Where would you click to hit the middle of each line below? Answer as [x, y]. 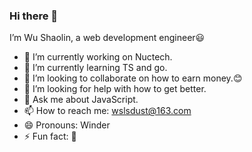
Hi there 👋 [34, 16]
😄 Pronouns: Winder [67, 125]
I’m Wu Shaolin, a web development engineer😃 [107, 38]
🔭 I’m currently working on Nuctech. [98, 57]
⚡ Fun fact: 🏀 [50, 136]
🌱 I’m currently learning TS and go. [95, 68]
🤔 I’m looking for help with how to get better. [115, 89]
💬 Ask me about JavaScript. [81, 100]
